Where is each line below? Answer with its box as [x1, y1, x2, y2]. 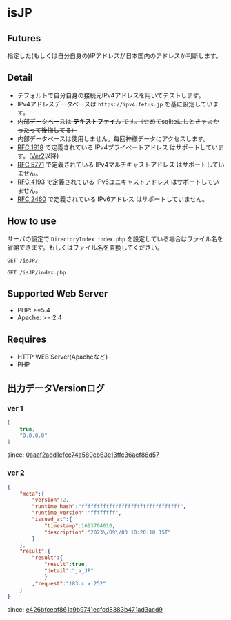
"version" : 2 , [32, 496, 70, 504]
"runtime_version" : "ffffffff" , [32, 509, 122, 516]
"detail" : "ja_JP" [43, 567, 94, 574]
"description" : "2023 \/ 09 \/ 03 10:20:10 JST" [43, 529, 171, 536]
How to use [7, 216, 57, 227]
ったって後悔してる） [17, 126, 78, 134]
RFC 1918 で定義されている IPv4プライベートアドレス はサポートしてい [17, 143, 219, 151]
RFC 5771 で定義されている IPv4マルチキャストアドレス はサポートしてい [17, 160, 225, 169]
